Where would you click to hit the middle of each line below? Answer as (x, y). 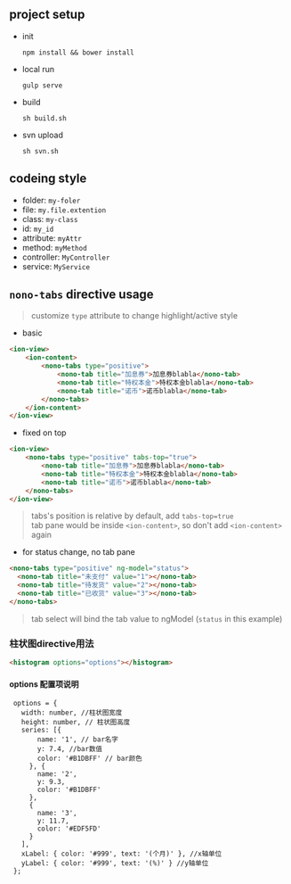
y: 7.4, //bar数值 (69, 749)
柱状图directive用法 (52, 643)
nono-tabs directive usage (81, 295)
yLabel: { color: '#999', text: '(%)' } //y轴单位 (115, 863)
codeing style (48, 179)
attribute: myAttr (52, 238)
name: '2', (57, 774)
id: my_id (38, 228)
